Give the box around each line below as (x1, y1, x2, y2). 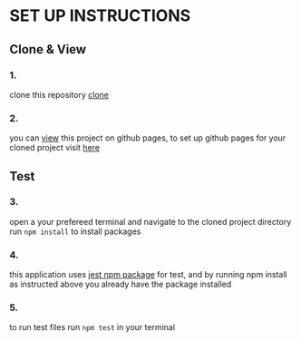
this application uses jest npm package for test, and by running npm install (9, 269, 287, 280)
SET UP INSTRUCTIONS (9, 5, 191, 26)
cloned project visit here (9, 142, 100, 153)
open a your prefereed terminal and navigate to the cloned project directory (9, 216, 292, 227)
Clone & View (9, 42, 87, 57)
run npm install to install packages (9, 226, 141, 237)
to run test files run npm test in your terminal (9, 322, 175, 333)
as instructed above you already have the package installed (9, 278, 232, 290)
